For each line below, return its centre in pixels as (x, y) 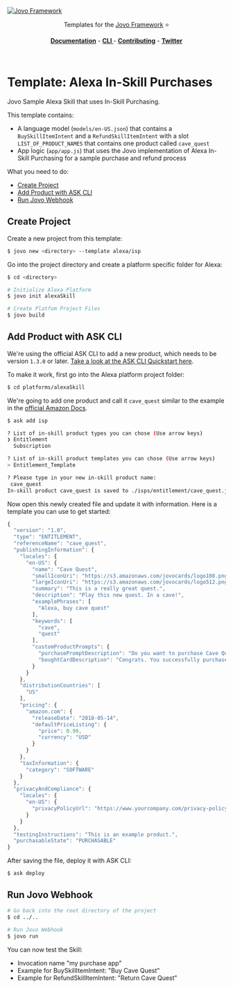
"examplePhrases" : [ (62, 602)
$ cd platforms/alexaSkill (46, 387)
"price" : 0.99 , (60, 731)
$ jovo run (23, 936)
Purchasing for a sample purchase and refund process (109, 158)
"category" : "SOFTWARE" (60, 770)
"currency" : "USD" (64, 737)
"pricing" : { (38, 705)
